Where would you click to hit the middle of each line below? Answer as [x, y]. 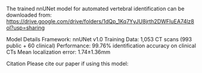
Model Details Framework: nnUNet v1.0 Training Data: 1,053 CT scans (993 [99, 39]
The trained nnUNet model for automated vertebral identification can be [96, 9]
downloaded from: [29, 15]
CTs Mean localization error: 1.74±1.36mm [58, 52]
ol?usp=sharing [26, 28]
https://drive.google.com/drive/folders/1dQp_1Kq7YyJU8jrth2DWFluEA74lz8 [100, 21]
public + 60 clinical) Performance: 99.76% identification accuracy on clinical [101, 45]
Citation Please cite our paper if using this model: [67, 63]
